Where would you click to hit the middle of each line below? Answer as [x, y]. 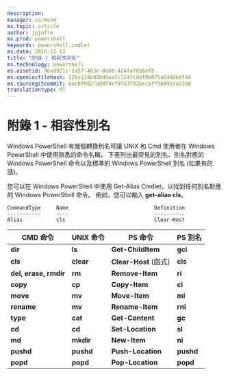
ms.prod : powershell [37, 39]
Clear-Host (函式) [141, 262]
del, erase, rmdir [38, 273]
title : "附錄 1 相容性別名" [43, 58]
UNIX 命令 [88, 238]
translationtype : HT [37, 90]
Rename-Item [135, 307]
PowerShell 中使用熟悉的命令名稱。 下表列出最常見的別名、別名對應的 [105, 155]
